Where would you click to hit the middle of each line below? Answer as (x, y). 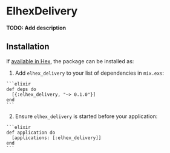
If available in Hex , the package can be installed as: (70, 61)
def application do (31, 133)
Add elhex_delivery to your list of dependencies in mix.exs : (90, 73)
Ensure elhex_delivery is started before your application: (86, 116)
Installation (28, 47)
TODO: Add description (36, 28)
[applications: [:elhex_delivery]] (57, 138)
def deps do (21, 89)
